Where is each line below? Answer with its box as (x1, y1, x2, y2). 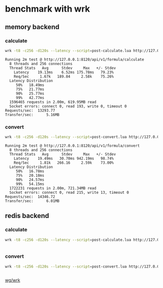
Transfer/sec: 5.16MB (5, 112, 60, 117)
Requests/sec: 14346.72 (5, 194, 55, 199)
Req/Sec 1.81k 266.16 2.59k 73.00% (14, 160, 114, 165)
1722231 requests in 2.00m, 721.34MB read (9, 186, 97, 190)
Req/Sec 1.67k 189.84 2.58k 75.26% (14, 74, 114, 79)
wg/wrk (5, 277, 20, 283)
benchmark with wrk (5, 3, 90, 15)
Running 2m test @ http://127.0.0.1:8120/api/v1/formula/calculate (5, 57, 145, 62)
